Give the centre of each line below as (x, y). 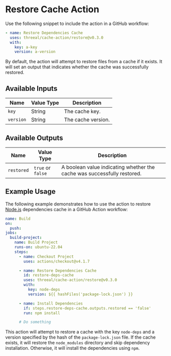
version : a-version (35, 52)
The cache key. (82, 112)
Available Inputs (31, 88)
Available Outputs (34, 138)
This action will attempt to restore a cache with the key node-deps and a (80, 332)
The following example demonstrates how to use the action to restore (78, 204)
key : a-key (26, 47)
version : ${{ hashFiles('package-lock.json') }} (80, 294)
